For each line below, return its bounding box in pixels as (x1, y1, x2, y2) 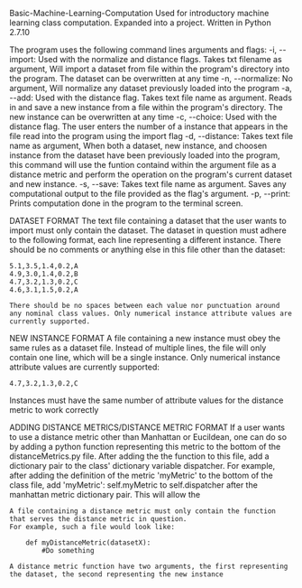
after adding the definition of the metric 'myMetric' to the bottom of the (9, 470, 273, 481)
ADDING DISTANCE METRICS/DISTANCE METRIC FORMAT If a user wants (9, 422, 286, 433)
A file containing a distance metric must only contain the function (9, 507, 277, 516)
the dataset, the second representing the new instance (9, 570, 224, 579)
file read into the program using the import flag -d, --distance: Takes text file (9, 131, 294, 141)
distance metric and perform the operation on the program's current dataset (9, 169, 293, 180)
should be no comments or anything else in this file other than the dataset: (9, 244, 286, 255)
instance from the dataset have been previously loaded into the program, (9, 150, 280, 161)
